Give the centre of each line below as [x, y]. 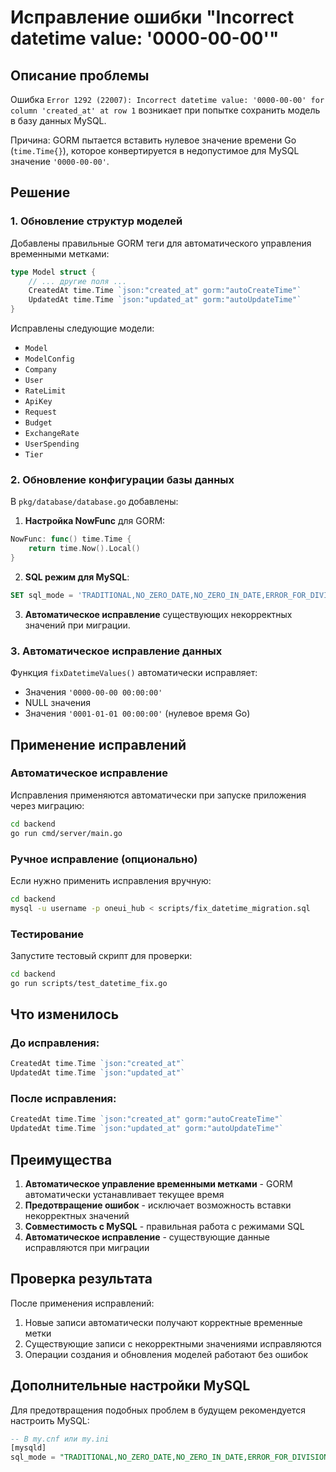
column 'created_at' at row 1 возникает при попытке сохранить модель [165, 110]
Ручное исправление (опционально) [104, 859]
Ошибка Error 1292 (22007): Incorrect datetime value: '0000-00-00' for [167, 99]
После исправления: [63, 1099]
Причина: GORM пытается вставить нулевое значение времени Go [153, 140]
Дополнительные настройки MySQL [130, 1386]
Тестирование [47, 934]
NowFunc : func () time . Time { [71, 539]
